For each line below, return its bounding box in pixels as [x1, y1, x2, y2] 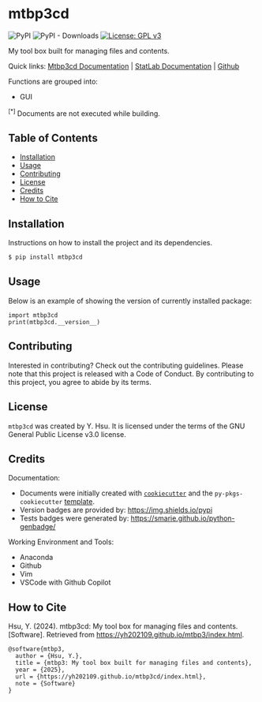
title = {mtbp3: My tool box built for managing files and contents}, [15, 659, 253, 667]
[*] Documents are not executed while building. [8, 107, 160, 118]
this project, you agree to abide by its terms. [8, 377, 152, 386]
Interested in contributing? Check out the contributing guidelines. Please [8, 360, 244, 370]
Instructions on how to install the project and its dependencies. [8, 238, 213, 248]
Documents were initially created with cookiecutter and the [19, 488, 213, 498]
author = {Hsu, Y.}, [15, 652, 83, 660]
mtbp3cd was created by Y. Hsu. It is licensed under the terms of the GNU [8, 421, 245, 431]
